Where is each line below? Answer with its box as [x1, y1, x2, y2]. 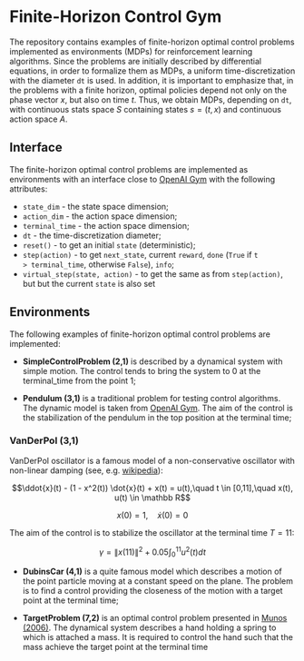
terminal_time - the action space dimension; [22, 220, 190, 231]
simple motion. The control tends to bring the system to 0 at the [22, 365, 261, 376]
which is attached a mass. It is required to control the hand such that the [22, 632, 293, 643]
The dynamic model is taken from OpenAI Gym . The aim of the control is [22, 402, 293, 413]
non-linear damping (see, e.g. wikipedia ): [9, 465, 163, 476]
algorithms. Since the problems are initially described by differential [9, 55, 261, 66]
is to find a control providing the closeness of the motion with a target [22, 586, 283, 597]
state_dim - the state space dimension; [22, 201, 170, 212]
